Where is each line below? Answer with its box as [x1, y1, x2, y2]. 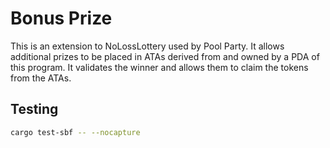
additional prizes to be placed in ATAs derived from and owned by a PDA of [10, 50, 320, 62]
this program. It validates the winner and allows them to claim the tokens [10, 61, 309, 73]
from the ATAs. [10, 72, 72, 84]
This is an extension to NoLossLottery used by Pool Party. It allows [10, 40, 285, 52]
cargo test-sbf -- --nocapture [10, 127, 141, 137]
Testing [10, 101, 59, 118]
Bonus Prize [10, 7, 113, 30]
